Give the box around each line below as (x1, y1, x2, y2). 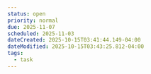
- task (13, 56, 33, 63)
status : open (7, 10, 46, 18)
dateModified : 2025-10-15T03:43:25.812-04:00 (7, 43, 144, 50)
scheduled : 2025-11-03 (7, 30, 74, 37)
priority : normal (7, 17, 59, 24)
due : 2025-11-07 (7, 23, 55, 30)
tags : (7, 50, 23, 57)
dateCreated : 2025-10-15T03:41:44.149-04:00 (7, 37, 141, 44)
